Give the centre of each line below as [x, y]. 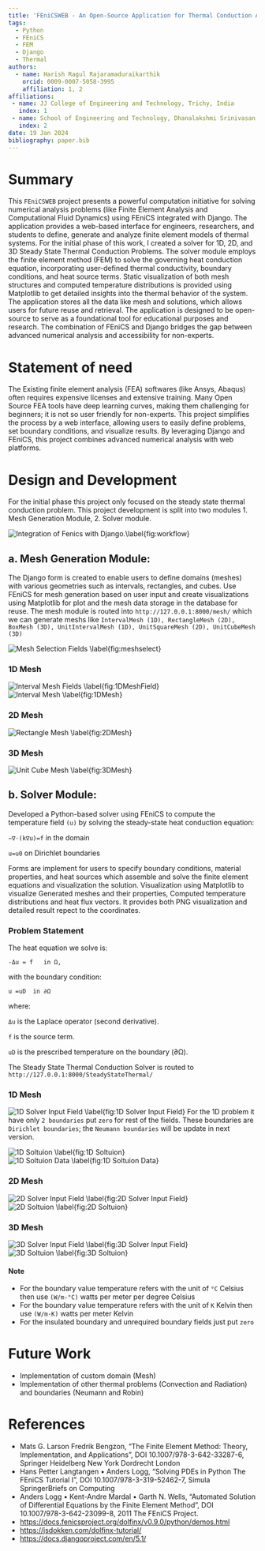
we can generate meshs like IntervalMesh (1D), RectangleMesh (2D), [122, 620]
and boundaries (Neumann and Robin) [82, 1393]
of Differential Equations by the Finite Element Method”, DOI [117, 1505]
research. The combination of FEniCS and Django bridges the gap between [130, 327]
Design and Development [93, 480]
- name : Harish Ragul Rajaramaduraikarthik [88, 74]
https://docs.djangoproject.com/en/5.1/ [83, 1539]
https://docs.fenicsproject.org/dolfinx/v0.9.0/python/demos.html [125, 1522]
